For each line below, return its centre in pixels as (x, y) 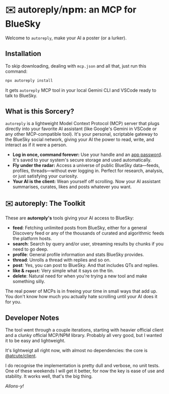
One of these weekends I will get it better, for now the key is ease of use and (85, 371)
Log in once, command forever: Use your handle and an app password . (87, 155)
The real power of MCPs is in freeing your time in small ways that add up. (81, 291)
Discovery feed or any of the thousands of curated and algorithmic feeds (88, 233)
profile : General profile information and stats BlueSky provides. (78, 255)
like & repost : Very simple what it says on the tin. (63, 271)
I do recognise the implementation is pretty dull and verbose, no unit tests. (82, 366)
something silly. (29, 282)
